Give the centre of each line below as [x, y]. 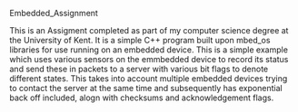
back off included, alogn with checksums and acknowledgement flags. [142, 98]
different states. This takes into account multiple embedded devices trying [149, 79]
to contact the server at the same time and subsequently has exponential [146, 88]
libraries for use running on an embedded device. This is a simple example [149, 50]
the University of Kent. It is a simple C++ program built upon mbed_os [140, 40]
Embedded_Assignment [54, 13]
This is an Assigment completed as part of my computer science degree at [149, 30]
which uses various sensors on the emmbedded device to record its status [149, 59]
